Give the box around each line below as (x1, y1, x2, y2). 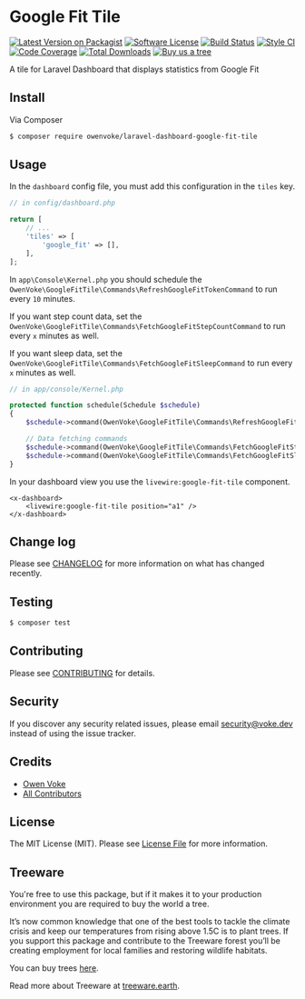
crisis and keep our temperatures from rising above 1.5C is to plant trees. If (9, 925, 289, 937)
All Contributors (22, 788, 82, 799)
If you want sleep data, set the (9, 347, 123, 358)
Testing (9, 594, 54, 610)
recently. (9, 568, 43, 579)
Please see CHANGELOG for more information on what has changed (9, 558, 265, 569)
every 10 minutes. (9, 293, 75, 304)
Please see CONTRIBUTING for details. (9, 667, 156, 678)
